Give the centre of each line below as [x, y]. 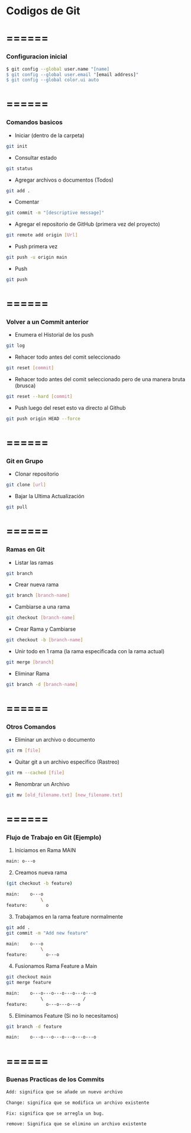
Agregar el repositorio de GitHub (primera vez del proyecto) [88, 224]
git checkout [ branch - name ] [41, 618]
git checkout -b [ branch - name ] [45, 640]
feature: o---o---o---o [43, 1004]
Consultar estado [36, 157]
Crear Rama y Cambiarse [45, 629]
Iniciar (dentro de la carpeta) [49, 135]
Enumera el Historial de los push [54, 335]
